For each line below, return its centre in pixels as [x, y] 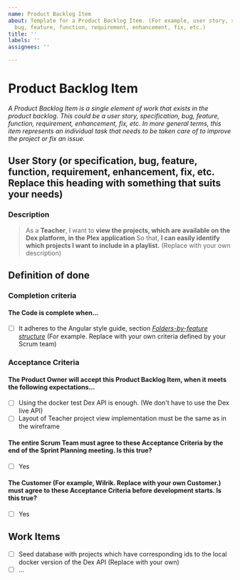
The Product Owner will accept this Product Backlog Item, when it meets [118, 379]
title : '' [23, 34]
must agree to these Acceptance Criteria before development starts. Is [115, 491]
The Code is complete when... [53, 312]
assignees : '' [29, 47]
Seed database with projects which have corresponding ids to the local [122, 554]
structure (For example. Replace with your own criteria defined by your [122, 336]
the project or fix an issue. [47, 138]
